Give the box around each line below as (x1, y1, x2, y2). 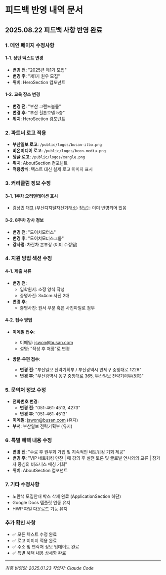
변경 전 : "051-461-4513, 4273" (19, 405, 81, 411)
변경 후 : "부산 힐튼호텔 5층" (12, 109, 65, 115)
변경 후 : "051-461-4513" (19, 411, 68, 417)
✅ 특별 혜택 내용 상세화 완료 (12, 550, 67, 556)
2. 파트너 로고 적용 (5, 129, 46, 136)
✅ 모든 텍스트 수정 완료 (12, 531, 57, 537)
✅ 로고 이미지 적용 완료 (12, 537, 57, 544)
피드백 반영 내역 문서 (5, 4, 83, 16)
